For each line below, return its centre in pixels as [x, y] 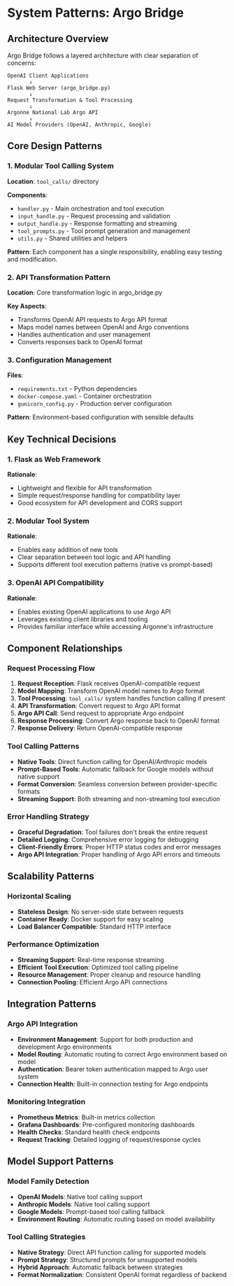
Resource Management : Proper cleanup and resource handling [109, 975]
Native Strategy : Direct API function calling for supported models [111, 1252]
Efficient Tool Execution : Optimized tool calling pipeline [98, 967]
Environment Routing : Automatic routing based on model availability [116, 1219]
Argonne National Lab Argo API [53, 113]
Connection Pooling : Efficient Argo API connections [92, 982]
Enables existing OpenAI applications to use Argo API [94, 612]
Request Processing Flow [51, 668]
